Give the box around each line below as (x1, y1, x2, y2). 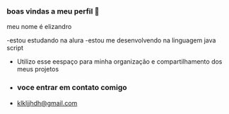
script (6, 44, 24, 52)
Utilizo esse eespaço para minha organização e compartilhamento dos (16, 57, 223, 66)
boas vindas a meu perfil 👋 (6, 6, 100, 16)
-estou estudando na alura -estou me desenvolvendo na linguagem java (6, 36, 216, 45)
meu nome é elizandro (6, 23, 72, 31)
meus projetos (16, 65, 59, 74)
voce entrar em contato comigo (16, 83, 128, 93)
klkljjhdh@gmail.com (16, 98, 78, 107)
